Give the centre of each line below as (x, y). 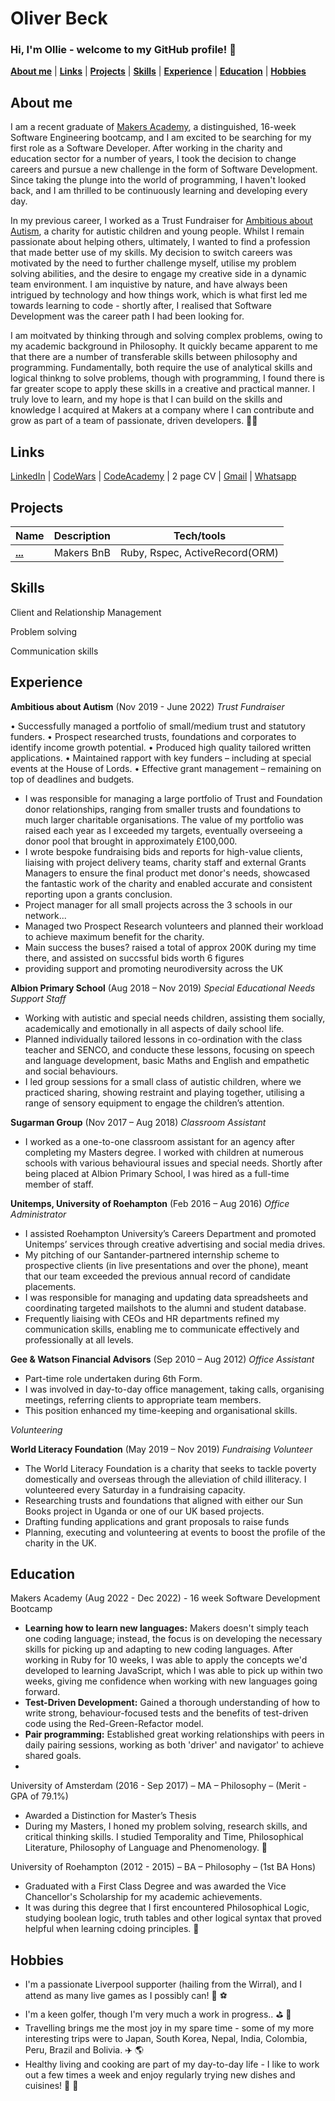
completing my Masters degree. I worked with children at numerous (164, 1152)
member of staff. (59, 1184)
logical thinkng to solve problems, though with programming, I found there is (167, 378)
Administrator (38, 1214)
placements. (50, 1286)
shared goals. (53, 1756)
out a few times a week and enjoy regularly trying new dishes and (160, 2075)
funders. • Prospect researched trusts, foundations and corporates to (153, 736)
